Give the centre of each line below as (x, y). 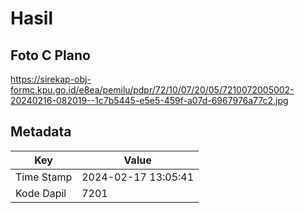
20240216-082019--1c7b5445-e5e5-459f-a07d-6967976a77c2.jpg (149, 100)
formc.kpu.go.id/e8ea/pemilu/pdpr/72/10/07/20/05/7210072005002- (152, 90)
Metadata (41, 132)
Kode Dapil (41, 193)
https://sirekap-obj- (51, 79)
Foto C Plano (50, 55)
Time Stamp (44, 177)
